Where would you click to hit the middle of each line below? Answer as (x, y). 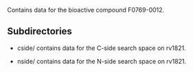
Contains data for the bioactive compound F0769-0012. (86, 10)
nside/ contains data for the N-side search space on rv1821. (102, 61)
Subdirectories (39, 31)
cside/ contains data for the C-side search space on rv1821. (102, 48)
